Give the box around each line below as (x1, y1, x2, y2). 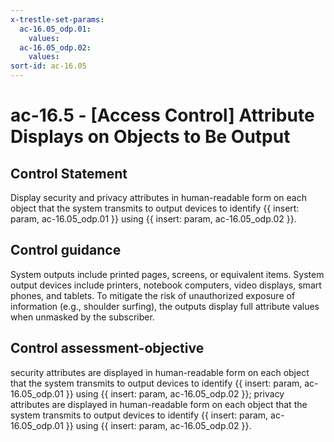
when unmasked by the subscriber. (10, 311, 155, 323)
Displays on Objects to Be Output (10, 126, 291, 148)
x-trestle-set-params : (10, 14, 105, 25)
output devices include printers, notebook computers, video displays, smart (10, 279, 322, 291)
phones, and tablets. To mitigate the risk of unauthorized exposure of (10, 289, 296, 301)
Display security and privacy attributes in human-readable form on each (10, 192, 307, 203)
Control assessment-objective (10, 340, 205, 357)
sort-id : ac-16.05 (10, 61, 87, 71)
